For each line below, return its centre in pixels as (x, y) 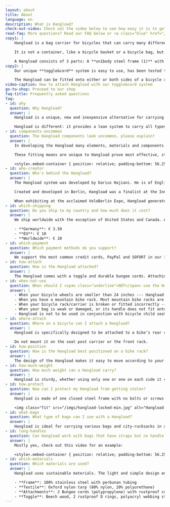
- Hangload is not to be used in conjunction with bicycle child (85, 314)
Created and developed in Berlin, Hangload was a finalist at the (86, 192)
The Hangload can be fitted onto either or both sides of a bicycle (88, 80)
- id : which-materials (29, 459)
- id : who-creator (25, 169)
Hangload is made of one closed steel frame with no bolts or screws (89, 399)
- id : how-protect (25, 384)
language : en (19, 19)
